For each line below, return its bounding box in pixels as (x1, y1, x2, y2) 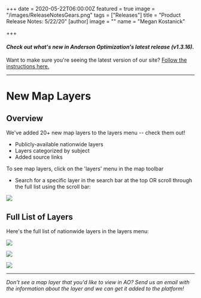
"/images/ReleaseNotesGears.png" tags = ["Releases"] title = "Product (6, 11, 181, 19)
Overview (6, 113, 44, 124)
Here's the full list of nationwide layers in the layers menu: (6, 228, 150, 235)
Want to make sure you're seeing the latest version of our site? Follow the (6, 56, 187, 64)
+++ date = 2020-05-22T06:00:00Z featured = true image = (6, 5, 156, 12)
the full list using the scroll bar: (14, 183, 91, 191)
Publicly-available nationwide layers (14, 141, 103, 148)
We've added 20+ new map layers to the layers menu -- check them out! (6, 129, 185, 137)
